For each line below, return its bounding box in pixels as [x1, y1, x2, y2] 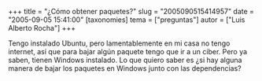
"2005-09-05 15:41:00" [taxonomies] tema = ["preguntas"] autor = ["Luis [8, 15, 245, 24]
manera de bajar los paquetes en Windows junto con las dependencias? [8, 64, 242, 73]
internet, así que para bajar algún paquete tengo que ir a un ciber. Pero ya [8, 47, 248, 56]
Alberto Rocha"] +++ [8, 24, 76, 32]
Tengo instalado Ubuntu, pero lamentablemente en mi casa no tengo [8, 39, 231, 48]
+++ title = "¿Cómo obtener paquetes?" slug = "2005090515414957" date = [8, 7, 254, 16]
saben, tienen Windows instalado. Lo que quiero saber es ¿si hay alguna [8, 55, 242, 64]
